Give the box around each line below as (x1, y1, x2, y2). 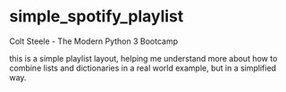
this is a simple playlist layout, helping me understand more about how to (9, 53, 278, 63)
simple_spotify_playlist (9, 6, 184, 27)
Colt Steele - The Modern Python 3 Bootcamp (9, 36, 179, 46)
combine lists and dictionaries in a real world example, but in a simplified (9, 63, 277, 73)
